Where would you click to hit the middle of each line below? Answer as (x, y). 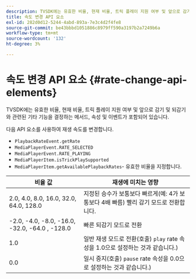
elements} (32, 93)
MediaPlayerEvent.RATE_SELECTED (54, 147)
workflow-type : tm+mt (32, 33)
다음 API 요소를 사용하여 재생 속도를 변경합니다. (60, 129)
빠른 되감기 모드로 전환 (113, 225)
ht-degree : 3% (23, 44)
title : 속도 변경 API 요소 (35, 17)
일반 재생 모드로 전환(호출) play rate (131, 239)
